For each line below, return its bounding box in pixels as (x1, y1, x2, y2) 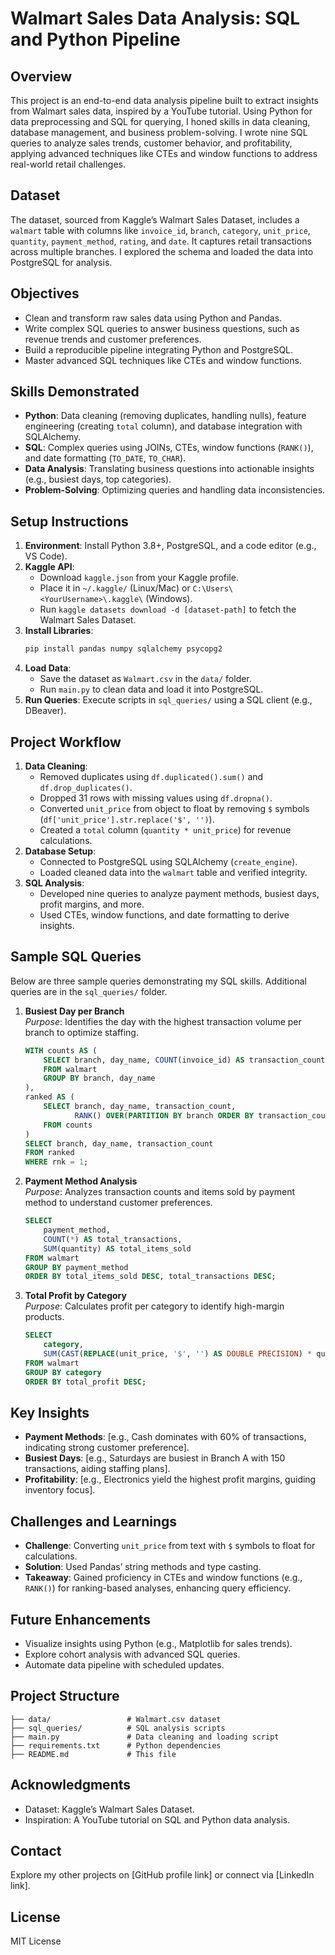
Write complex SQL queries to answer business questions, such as (24, 322, 300, 334)
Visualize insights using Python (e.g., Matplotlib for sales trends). (24, 1637, 293, 1649)
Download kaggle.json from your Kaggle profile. (39, 572, 239, 584)
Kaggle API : (24, 561, 75, 573)
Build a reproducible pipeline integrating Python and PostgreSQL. (24, 343, 294, 356)
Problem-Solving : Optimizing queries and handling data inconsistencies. (24, 484, 326, 496)
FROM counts (43, 1120, 93, 1130)
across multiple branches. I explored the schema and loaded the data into (10, 245, 314, 257)
